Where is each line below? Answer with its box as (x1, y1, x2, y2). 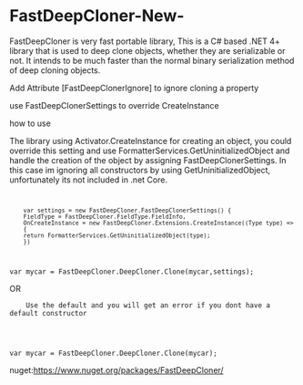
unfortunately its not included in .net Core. (9, 174, 168, 185)
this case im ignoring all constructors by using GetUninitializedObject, (9, 164, 271, 175)
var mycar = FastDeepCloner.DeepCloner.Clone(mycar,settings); (9, 266, 255, 276)
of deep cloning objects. (9, 65, 101, 76)
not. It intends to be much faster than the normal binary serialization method (9, 55, 295, 66)
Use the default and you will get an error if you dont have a (25, 300, 271, 310)
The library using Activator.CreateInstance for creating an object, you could (9, 135, 292, 146)
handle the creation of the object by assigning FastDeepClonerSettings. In (9, 154, 287, 165)
